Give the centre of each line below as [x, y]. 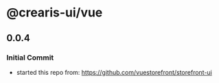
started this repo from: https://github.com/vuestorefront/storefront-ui [114, 72]
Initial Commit [30, 58]
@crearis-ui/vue [55, 13]
